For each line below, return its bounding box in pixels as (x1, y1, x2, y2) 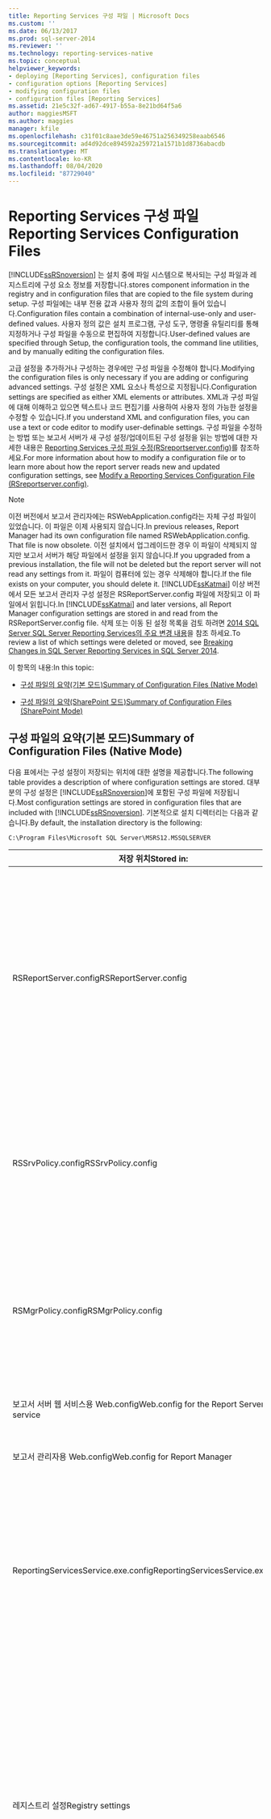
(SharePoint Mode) (19, 705, 83, 716)
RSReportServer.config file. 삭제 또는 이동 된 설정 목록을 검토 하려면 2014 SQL (8, 618, 260, 628)
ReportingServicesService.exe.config (12, 1564, 154, 1576)
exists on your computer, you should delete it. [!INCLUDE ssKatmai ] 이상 (8, 579, 246, 589)
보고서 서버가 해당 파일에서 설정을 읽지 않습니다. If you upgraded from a (23, 550, 251, 560)
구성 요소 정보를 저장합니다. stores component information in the (43, 280, 250, 290)
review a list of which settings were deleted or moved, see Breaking (8, 637, 234, 647)
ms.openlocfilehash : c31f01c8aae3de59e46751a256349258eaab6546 (8, 132, 226, 140)
